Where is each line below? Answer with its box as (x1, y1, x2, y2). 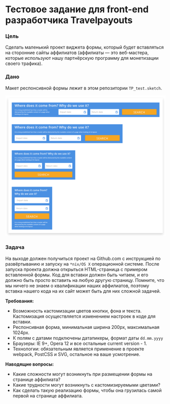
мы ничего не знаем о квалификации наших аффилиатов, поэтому (5, 282, 149, 289)
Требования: (5, 298, 34, 304)
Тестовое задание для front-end (5, 4, 149, 15)
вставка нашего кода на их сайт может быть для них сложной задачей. (5, 288, 161, 294)
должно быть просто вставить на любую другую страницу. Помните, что (5, 277, 164, 283)
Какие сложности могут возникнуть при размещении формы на (12, 371, 153, 377)
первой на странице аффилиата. (12, 392, 83, 399)
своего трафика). (5, 60, 43, 67)
